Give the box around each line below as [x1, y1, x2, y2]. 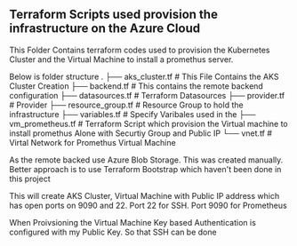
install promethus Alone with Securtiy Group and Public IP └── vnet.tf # [9, 128, 273, 139]
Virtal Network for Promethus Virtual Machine [9, 137, 176, 147]
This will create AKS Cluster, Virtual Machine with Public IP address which [9, 190, 280, 201]
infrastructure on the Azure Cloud [9, 21, 201, 36]
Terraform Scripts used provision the [9, 7, 218, 22]
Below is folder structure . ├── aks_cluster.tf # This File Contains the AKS [9, 71, 279, 82]
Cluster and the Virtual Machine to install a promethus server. [9, 53, 234, 65]
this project [9, 173, 51, 184]
